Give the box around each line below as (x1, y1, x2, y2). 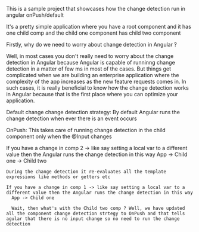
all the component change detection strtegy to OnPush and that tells (6, 210, 185, 216)
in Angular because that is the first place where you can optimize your (6, 91, 179, 97)
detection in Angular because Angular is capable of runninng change (6, 59, 176, 66)
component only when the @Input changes (6, 133, 112, 140)
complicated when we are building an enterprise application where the (6, 72, 179, 78)
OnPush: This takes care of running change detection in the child (6, 127, 166, 133)
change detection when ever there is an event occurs (6, 115, 137, 122)
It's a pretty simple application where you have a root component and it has (6, 23, 192, 30)
